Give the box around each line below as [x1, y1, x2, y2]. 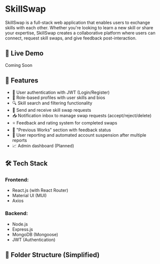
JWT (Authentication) [12, 237, 56, 243]
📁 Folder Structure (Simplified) [5, 250, 100, 259]
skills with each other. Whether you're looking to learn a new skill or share [5, 24, 154, 30]
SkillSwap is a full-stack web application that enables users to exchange [5, 20, 150, 25]
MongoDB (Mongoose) [12, 231, 59, 237]
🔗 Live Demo [5, 49, 44, 58]
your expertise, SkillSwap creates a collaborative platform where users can [5, 30, 156, 36]
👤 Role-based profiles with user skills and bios [12, 94, 105, 101]
